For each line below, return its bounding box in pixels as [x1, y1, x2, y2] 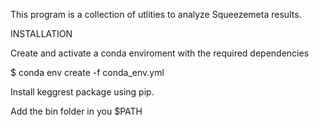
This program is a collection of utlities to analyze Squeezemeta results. [10, 9, 302, 20]
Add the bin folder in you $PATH [10, 105, 143, 117]
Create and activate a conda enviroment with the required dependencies [10, 47, 310, 59]
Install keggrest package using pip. [10, 86, 155, 98]
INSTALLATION [10, 28, 73, 39]
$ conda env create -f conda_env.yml [10, 67, 165, 78]
